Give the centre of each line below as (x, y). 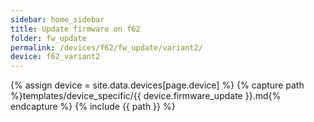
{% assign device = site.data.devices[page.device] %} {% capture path (157, 85)
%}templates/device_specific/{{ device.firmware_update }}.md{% (146, 96)
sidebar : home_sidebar (57, 19)
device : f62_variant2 (55, 57)
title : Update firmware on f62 (75, 29)
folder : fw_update (48, 38)
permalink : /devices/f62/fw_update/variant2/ (106, 47)
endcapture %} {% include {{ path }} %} (93, 107)
